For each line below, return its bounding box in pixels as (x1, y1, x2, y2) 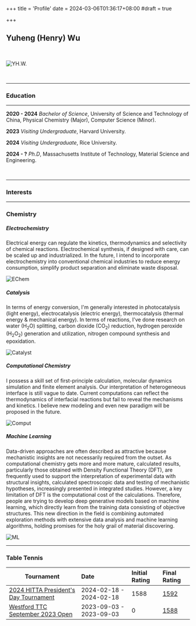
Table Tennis (6, 553, 43, 562)
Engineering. (6, 157, 37, 164)
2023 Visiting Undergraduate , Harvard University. (6, 128, 127, 135)
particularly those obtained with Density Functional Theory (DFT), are (6, 466, 173, 473)
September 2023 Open (9, 610, 73, 618)
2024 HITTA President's (9, 586, 76, 594)
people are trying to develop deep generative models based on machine (6, 497, 180, 504)
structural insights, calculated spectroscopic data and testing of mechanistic (6, 479, 190, 486)
